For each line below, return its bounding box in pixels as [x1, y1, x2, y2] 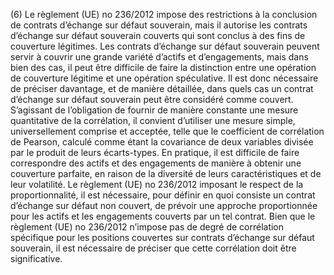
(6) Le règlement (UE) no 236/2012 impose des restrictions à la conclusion [10, 9, 318, 20]
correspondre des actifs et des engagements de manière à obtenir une [10, 157, 302, 169]
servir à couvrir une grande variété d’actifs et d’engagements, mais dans [10, 51, 309, 63]
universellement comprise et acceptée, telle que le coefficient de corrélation [10, 125, 325, 137]
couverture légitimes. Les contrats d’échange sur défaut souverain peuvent [10, 40, 320, 52]
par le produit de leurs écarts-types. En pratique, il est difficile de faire [10, 147, 300, 158]
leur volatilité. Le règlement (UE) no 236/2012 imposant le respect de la [10, 179, 304, 190]
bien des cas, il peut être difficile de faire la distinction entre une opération [10, 62, 317, 73]
